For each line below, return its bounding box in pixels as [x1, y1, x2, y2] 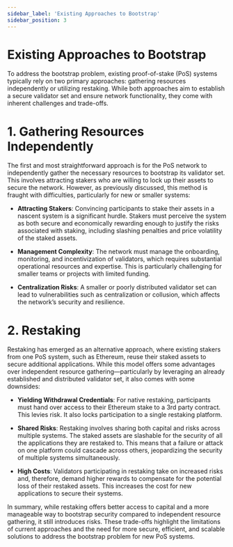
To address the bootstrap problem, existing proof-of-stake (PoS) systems [7, 70, 218, 78]
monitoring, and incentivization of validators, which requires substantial [17, 255, 223, 263]
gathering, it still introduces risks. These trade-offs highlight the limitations [7, 518, 221, 526]
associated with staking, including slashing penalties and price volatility [17, 227, 223, 235]
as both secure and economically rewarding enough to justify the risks [17, 219, 219, 228]
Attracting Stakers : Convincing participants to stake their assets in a [17, 205, 215, 213]
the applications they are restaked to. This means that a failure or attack [17, 439, 224, 447]
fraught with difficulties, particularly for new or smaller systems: [7, 191, 191, 199]
